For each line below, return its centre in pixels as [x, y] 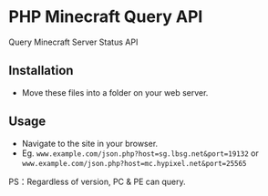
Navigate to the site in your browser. [90, 143]
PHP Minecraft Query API [106, 17]
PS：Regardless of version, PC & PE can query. [97, 181]
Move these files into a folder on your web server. [115, 92]
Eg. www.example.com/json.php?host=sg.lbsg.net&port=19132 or [140, 153]
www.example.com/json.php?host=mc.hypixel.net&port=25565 [134, 163]
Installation [41, 71]
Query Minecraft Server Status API [73, 42]
